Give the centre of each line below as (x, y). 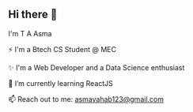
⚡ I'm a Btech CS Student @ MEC (62, 49)
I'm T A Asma (30, 33)
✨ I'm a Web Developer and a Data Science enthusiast (96, 67)
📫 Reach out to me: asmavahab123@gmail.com (86, 99)
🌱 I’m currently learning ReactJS (61, 83)
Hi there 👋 (33, 15)
